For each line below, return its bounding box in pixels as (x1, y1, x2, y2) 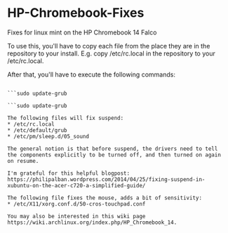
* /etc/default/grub (7, 126, 68, 134)
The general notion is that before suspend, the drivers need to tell (7, 145, 218, 152)
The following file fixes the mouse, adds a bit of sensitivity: (7, 194, 202, 201)
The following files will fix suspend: (7, 114, 124, 121)
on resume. (7, 157, 39, 164)
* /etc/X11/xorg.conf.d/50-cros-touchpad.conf (7, 200, 146, 208)
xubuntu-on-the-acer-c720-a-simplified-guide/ (7, 182, 146, 189)
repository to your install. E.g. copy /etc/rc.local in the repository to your (7, 49, 215, 58)
